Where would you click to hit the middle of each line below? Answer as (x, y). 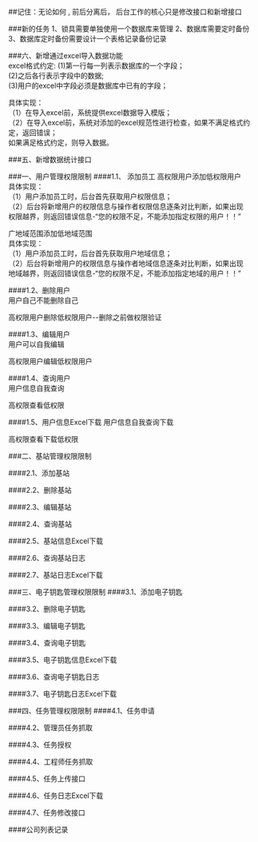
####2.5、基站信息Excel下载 (56, 541)
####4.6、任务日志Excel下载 (56, 796)
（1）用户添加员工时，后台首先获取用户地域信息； (90, 253)
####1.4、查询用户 (40, 378)
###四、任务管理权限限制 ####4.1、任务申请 (82, 711)
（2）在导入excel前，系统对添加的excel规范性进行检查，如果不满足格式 (126, 123)
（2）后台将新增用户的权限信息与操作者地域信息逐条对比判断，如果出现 (126, 263)
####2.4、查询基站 (40, 524)
